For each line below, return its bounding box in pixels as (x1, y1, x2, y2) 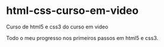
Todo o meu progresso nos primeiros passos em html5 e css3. (6, 34, 159, 41)
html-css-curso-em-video (6, 4, 139, 17)
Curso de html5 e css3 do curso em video (6, 23, 108, 30)
